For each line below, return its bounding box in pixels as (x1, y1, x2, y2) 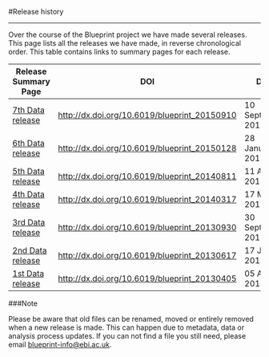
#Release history (8, 7, 64, 16)
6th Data (12, 138, 46, 148)
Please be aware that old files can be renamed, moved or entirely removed (8, 314, 255, 323)
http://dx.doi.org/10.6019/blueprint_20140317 (58, 194, 237, 205)
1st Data (12, 268, 45, 279)
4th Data (12, 189, 46, 200)
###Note (8, 298, 38, 308)
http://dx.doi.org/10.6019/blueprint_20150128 (58, 143, 237, 153)
